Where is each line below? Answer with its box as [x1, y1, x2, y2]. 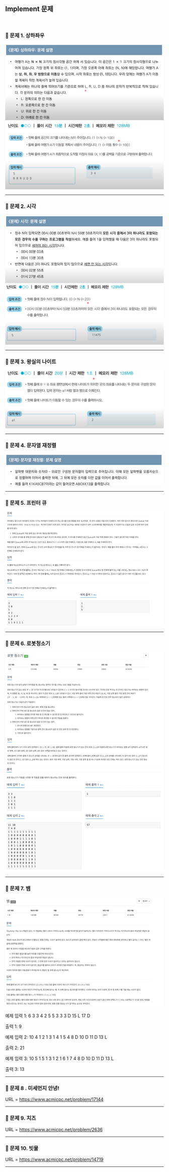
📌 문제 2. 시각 [5, 203, 36, 210]
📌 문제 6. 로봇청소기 [5, 640, 50, 647]
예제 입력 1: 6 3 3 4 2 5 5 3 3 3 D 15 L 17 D [5, 1013, 91, 1019]
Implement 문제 [5, 5, 54, 14]
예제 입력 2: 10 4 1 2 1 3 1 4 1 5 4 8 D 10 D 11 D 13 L [5, 1034, 107, 1040]
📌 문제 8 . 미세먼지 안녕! [5, 1085, 59, 1092]
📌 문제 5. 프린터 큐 [5, 499, 47, 506]
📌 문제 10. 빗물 [5, 1144, 39, 1151]
